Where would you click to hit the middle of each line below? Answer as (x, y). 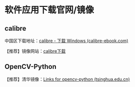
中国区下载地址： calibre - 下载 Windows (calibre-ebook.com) (67, 41)
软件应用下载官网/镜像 (49, 10)
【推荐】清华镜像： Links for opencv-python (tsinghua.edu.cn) (67, 79)
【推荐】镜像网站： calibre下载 (35, 51)
